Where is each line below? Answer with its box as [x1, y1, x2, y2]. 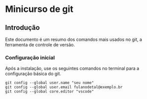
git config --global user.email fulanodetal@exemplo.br [5, 85, 123, 90]
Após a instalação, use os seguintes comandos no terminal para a [5, 66, 140, 72]
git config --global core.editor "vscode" [5, 89, 94, 94]
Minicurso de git [5, 3, 73, 15]
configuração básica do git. [5, 71, 61, 77]
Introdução [5, 23, 40, 32]
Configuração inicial [5, 54, 55, 61]
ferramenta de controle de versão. [5, 42, 75, 48]
